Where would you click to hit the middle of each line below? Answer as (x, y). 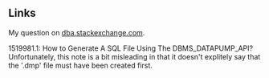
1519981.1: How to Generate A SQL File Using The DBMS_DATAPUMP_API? (131, 48)
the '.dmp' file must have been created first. (80, 65)
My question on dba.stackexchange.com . (77, 32)
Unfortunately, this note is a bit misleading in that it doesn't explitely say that (134, 56)
